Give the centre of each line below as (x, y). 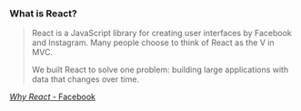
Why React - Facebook (53, 97)
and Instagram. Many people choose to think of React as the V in (153, 42)
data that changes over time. (85, 79)
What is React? (43, 14)
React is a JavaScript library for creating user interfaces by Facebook (162, 33)
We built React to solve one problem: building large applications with (160, 69)
